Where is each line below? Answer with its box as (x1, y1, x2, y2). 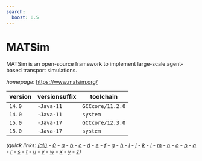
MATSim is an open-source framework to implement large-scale (6, 60, 166, 68)
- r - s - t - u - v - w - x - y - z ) (6, 148, 81, 156)
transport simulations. (23, 67, 77, 74)
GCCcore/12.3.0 (82, 119, 126, 127)
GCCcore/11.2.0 (82, 103, 126, 110)
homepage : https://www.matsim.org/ (6, 78, 98, 86)
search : (6, 8, 26, 15)
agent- (166, 60, 184, 68)
